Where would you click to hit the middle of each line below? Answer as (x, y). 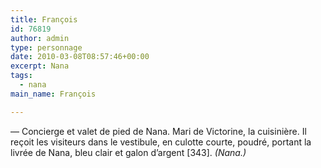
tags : (21, 76)
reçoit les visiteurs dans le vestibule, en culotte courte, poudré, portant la (161, 142)
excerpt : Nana (40, 66)
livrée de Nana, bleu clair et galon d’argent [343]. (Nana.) (128, 152)
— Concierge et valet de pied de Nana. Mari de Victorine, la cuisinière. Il (158, 131)
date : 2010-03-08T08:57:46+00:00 (80, 57)
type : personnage (46, 47)
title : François (44, 19)
